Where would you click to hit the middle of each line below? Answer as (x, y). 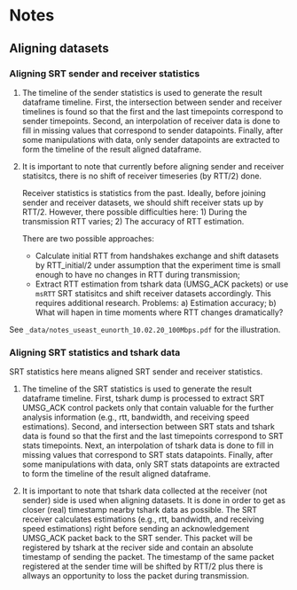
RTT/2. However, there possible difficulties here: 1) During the (134, 212)
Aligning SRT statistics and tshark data (95, 352)
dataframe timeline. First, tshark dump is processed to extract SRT (143, 398)
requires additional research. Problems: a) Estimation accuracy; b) (156, 303)
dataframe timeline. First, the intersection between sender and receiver (152, 102)
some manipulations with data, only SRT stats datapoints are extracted (151, 464)
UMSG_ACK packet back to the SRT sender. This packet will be (137, 539)
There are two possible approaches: (88, 238)
